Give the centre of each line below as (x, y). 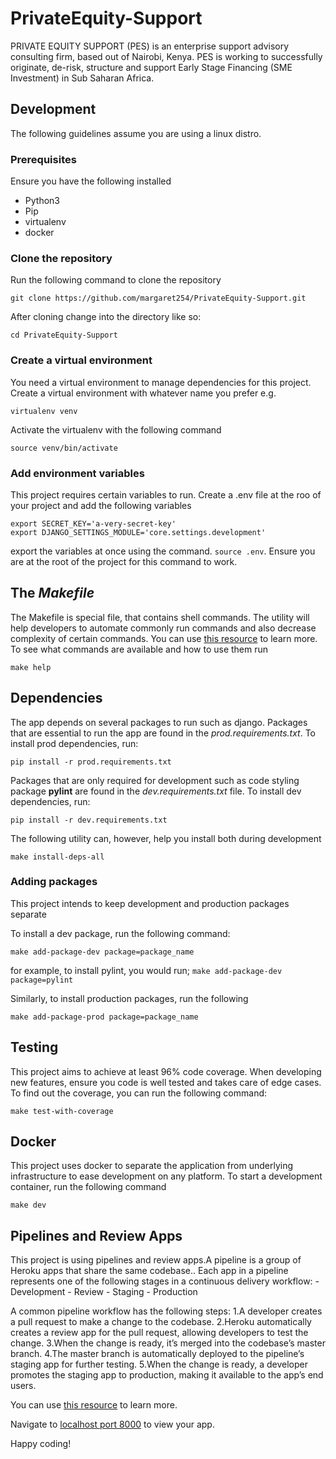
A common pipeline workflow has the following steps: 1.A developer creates (166, 1311)
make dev (28, 1205)
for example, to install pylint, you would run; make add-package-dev (146, 970)
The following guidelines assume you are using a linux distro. (136, 133)
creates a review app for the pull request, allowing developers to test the (159, 1333)
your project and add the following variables (101, 505)
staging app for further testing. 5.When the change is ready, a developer (159, 1364)
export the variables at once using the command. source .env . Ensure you (163, 551)
